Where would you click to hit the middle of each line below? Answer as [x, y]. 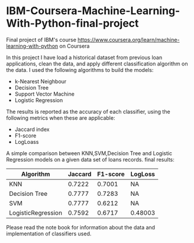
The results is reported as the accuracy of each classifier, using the [88, 111]
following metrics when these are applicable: [61, 118]
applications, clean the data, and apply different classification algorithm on [97, 64]
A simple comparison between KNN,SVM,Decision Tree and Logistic [89, 153]
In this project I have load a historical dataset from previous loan [84, 57]
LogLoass [27, 142]
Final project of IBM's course [41, 40]
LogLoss [143, 174]
